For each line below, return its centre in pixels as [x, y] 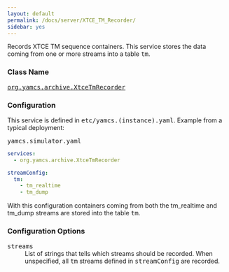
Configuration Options [46, 231]
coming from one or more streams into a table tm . [79, 54]
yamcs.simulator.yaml [44, 141]
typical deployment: [36, 127]
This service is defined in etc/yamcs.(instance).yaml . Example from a [115, 120]
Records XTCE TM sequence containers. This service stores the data [107, 47]
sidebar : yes [26, 27]
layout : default [31, 14]
